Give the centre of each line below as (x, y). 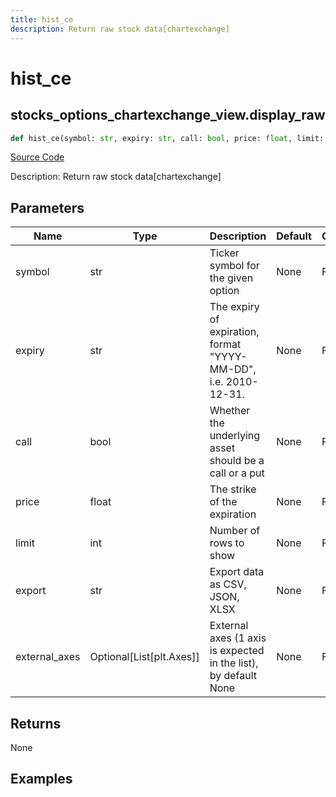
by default (233, 676)
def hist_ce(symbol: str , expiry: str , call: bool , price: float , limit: (167, 138)
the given (231, 278)
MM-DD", (233, 369)
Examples (41, 779)
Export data (237, 572)
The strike (233, 489)
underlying (235, 436)
